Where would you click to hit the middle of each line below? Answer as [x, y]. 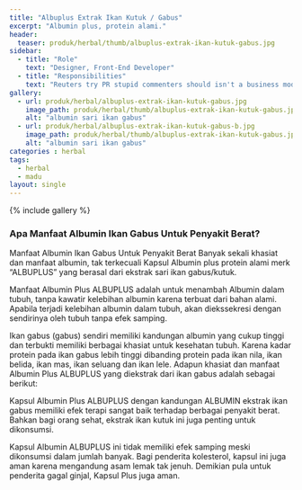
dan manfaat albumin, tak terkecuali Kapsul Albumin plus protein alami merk [150, 263]
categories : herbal [48, 151]
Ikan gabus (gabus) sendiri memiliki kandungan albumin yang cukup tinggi [147, 336]
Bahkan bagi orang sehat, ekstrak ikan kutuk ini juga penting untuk [133, 420]
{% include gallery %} [50, 210]
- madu [30, 176]
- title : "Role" [48, 59]
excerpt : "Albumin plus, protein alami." [88, 26]
